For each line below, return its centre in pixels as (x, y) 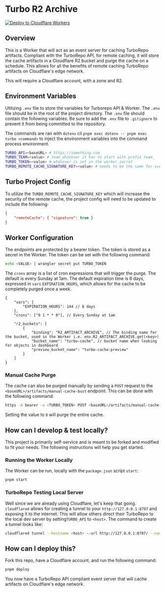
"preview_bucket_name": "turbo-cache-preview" (80, 350)
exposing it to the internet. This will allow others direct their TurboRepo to (79, 514)
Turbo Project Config (38, 182)
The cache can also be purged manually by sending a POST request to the (79, 386)
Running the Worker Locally (39, 460)
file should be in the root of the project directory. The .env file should (75, 113)
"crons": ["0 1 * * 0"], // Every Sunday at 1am (65, 315)
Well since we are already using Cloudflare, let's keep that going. (71, 503)
